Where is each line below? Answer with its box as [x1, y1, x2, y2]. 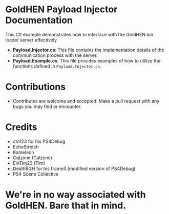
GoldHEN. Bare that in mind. [5, 200, 126, 211]
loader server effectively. [5, 37, 58, 43]
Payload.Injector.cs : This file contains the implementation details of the [12, 47, 165, 53]
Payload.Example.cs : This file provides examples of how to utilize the [12, 57, 161, 63]
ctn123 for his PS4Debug [12, 138, 66, 144]
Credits [5, 121, 37, 133]
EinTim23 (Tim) [12, 160, 45, 166]
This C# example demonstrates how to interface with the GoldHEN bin [5, 31, 154, 37]
